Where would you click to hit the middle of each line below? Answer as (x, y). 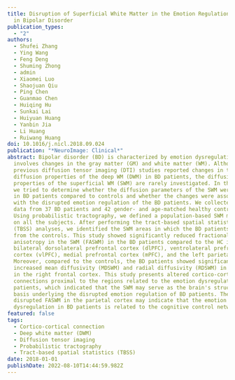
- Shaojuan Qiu (36, 86)
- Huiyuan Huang (37, 118)
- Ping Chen (31, 92)
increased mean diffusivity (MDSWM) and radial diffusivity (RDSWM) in (120, 268)
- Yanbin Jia (33, 124)
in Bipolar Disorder (43, 20)
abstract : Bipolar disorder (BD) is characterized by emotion (100, 157)
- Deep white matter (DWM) (53, 333)
